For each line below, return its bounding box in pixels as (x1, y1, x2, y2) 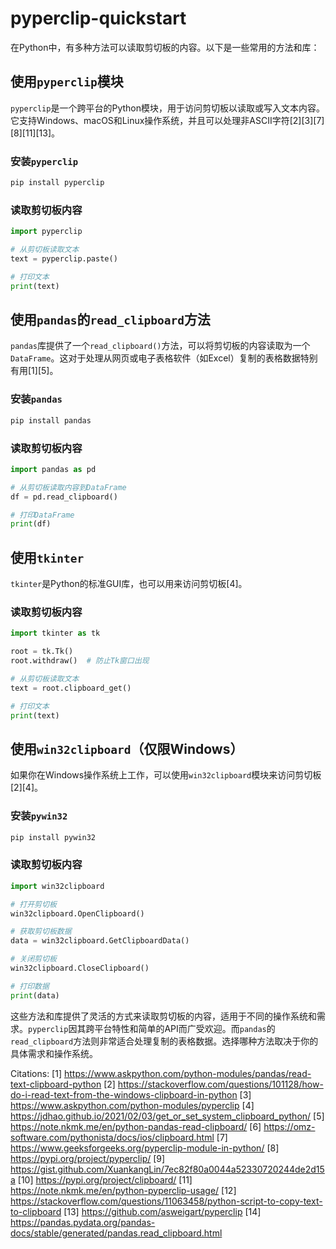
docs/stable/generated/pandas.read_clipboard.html (10, 1227, 223, 1239)
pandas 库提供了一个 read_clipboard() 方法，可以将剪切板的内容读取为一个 (10, 340, 311, 352)
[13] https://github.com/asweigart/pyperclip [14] (63, 1205, 262, 1217)
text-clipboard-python (10, 1078, 102, 1090)
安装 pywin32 (10, 809, 68, 823)
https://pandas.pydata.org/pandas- (10, 1216, 156, 1228)
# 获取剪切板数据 (10, 927, 72, 937)
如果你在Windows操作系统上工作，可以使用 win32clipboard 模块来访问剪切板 (10, 769, 322, 781)
